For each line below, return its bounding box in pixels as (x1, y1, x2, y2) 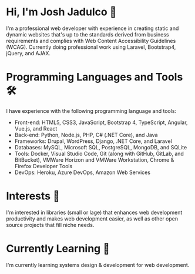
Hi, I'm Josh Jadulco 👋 (6, 5, 117, 19)
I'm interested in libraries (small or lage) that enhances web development (6, 209, 183, 216)
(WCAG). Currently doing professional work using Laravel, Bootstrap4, (6, 44, 176, 51)
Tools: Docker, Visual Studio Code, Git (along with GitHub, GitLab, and (14, 150, 184, 157)
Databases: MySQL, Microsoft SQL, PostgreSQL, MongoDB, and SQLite (14, 143, 187, 151)
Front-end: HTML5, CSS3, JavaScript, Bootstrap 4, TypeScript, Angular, (14, 119, 188, 126)
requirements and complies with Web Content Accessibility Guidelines (6, 37, 176, 44)
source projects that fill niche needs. (6, 221, 95, 228)
